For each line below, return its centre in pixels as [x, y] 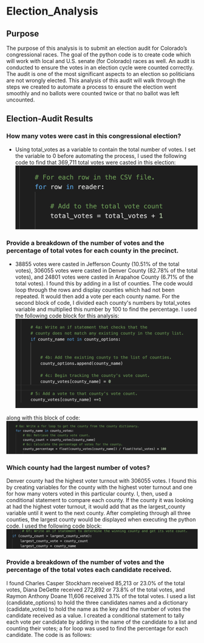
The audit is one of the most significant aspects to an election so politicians [101, 74]
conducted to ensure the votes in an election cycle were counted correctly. [100, 67]
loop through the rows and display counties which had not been [95, 290]
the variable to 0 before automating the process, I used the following [101, 155]
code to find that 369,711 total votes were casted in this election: [95, 162]
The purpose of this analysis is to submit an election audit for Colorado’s [97, 48]
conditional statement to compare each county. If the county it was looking [100, 500]
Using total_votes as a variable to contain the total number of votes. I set [105, 149]
